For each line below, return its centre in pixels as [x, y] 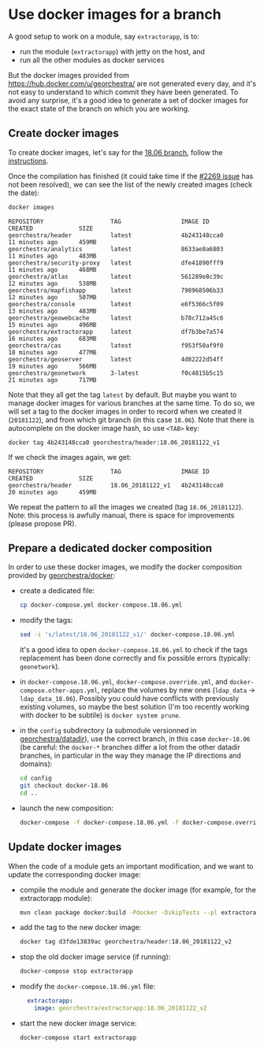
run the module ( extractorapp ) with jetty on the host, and [112, 51]
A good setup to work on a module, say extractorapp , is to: [104, 36]
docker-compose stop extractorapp [76, 971]
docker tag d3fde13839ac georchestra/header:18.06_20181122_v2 [126, 942]
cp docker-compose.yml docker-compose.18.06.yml [101, 605]
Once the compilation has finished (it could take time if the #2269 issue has [131, 176]
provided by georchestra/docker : [62, 576]
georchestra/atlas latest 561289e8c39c [116, 276]
